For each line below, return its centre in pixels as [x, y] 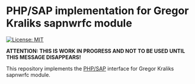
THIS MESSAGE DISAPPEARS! [44, 57]
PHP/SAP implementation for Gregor [97, 11]
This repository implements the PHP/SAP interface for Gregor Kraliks [90, 68]
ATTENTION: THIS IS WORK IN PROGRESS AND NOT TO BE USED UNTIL [96, 51]
